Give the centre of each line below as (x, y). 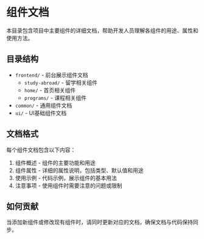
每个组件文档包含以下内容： (41, 150)
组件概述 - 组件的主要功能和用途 (55, 162)
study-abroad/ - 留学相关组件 (61, 82)
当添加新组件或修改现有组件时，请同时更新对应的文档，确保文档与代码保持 (100, 222)
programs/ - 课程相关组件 (55, 97)
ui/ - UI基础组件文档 (41, 113)
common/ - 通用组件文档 (44, 105)
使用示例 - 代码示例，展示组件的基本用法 (66, 178)
